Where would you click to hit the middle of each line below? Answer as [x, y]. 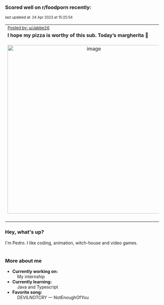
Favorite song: [27, 292]
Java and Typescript [38, 287]
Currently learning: [32, 281]
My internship [31, 277]
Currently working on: [35, 271]
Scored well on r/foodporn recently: [48, 7]
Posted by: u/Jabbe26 [29, 28]
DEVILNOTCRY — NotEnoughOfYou [53, 297]
